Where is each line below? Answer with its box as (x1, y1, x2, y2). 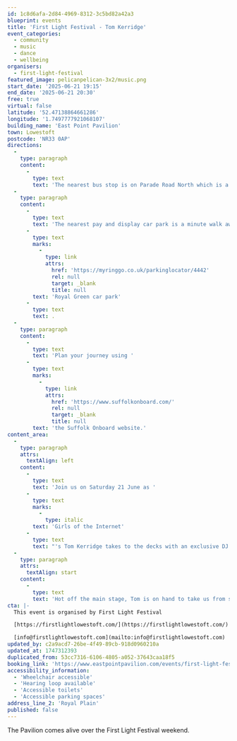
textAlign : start (25, 569, 78, 576)
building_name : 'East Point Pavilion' (7, 122, 121, 129)
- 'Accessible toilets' (13, 687, 83, 694)
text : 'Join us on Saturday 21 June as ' (32, 484, 157, 491)
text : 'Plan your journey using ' (32, 352, 134, 359)
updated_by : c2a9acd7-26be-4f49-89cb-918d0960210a (7, 641, 159, 648)
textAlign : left (25, 457, 74, 465)
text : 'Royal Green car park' (32, 293, 121, 301)
